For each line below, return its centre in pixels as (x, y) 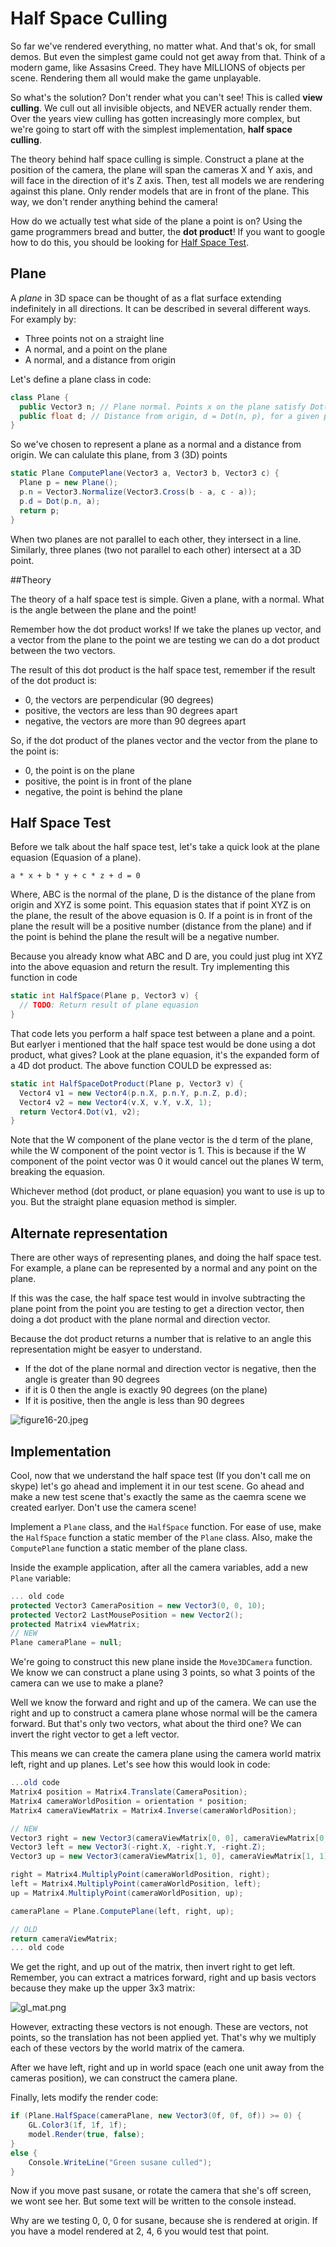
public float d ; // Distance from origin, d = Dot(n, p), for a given (169, 416)
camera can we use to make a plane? (87, 1683)
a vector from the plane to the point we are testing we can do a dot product (165, 639)
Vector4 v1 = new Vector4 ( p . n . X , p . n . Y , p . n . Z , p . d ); (133, 1093)
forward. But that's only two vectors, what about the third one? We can (156, 1724)
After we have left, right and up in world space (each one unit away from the (167, 2068)
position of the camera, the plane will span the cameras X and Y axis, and (161, 169)
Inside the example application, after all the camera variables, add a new (159, 1567)
